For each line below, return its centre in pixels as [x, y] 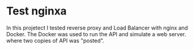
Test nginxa [36, 11]
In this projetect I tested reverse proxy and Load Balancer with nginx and [97, 28]
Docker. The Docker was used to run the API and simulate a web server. [96, 34]
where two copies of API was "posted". [55, 40]
